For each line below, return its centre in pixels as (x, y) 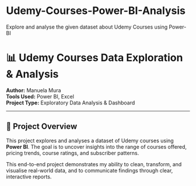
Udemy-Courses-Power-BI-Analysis (96, 11)
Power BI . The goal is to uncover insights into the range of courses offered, (97, 146)
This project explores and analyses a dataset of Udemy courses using (90, 141)
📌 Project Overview (42, 127)
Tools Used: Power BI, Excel (40, 96)
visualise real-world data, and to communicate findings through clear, (90, 170)
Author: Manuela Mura (34, 90)
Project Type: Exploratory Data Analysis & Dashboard (71, 103)
